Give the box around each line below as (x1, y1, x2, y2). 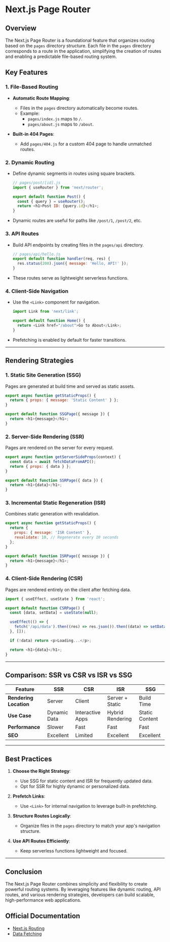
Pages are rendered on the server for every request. (5, 445, 114, 451)
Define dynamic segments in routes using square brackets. (12, 170, 136, 176)
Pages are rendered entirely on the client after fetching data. (5, 586, 132, 593)
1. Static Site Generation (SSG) (5, 372, 81, 379)
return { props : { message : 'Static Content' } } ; (10, 398, 119, 403)
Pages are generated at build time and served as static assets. (5, 383, 135, 389)
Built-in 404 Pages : (12, 131, 55, 137)
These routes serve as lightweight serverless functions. (12, 275, 129, 281)
